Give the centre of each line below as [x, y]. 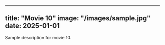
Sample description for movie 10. [38, 37]
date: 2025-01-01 [32, 26]
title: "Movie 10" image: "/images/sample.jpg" [78, 18]
